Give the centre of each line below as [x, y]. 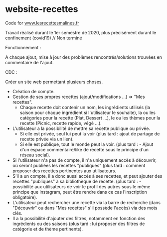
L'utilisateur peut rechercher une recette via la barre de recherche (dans [86, 202]
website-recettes [42, 9]
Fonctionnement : [23, 47]
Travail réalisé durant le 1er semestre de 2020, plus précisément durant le [81, 32]
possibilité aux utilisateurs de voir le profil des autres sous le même [81, 186]
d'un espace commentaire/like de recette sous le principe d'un [84, 149]
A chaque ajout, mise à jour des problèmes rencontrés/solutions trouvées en [84, 57]
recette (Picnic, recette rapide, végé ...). [61, 123]
